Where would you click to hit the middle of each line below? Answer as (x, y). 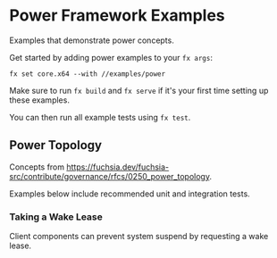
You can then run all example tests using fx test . (100, 117)
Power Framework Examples (117, 16)
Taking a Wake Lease (56, 217)
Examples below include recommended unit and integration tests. (130, 194)
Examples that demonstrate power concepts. (92, 40)
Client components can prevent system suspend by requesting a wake (139, 237)
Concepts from (37, 167)
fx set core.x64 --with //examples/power (88, 74)
